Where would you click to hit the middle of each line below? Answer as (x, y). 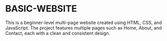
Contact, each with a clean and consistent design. (58, 33)
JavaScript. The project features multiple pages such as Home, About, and (83, 27)
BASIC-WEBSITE (41, 9)
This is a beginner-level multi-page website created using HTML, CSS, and (83, 22)
